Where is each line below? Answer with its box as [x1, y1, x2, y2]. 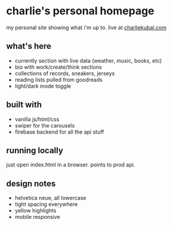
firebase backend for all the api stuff [14, 128, 104, 135]
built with [6, 100, 42, 110]
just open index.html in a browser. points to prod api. [6, 161, 135, 168]
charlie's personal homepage [6, 4, 155, 18]
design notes [6, 178, 56, 188]
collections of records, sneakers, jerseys [14, 70, 115, 77]
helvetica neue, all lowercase [14, 194, 86, 202]
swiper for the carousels [14, 122, 75, 129]
